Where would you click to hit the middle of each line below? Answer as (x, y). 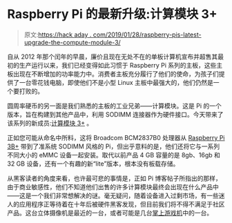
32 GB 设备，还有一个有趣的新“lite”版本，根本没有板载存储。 (93, 164)
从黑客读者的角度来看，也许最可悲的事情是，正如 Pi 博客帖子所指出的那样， (115, 178)
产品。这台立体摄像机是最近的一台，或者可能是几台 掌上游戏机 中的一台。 (110, 213)
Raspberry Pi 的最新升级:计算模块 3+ (112, 14)
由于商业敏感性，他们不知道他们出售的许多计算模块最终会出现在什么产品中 (113, 186)
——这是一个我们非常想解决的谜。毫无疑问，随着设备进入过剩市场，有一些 (113, 195)
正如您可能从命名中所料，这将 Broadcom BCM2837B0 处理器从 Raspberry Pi (116, 137)
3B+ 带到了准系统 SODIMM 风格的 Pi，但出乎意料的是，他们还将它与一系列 (114, 146)
